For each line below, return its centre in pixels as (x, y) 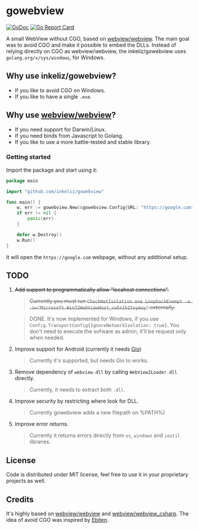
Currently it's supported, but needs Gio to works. (89, 361)
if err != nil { (37, 213)
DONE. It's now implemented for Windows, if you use (94, 319)
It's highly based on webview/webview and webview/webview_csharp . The (97, 514)
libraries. (40, 442)
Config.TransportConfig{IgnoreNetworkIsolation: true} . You (104, 325)
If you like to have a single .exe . (53, 96)
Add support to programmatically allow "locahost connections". (92, 290)
